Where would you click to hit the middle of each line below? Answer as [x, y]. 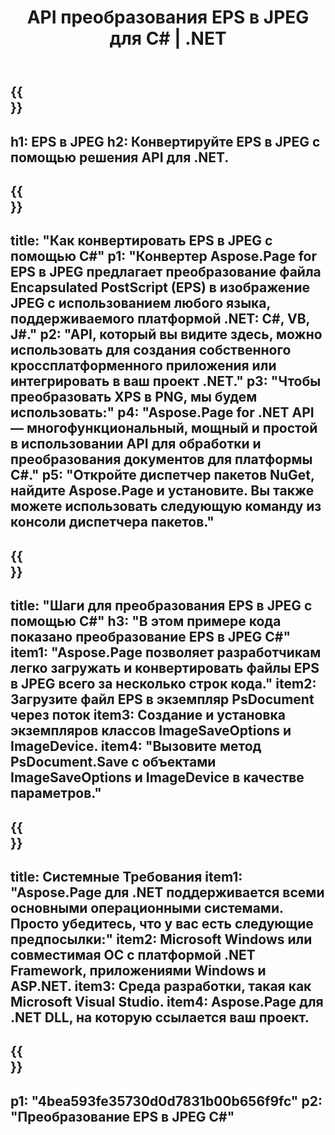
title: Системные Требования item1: [126, 876]
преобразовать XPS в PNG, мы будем [134, 397]
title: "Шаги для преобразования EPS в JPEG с [161, 606]
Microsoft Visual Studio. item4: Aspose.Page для [167, 1001]
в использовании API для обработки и [136, 444]
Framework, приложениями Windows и [138, 970]
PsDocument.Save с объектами [113, 762]
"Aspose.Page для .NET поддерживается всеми [167, 892]
